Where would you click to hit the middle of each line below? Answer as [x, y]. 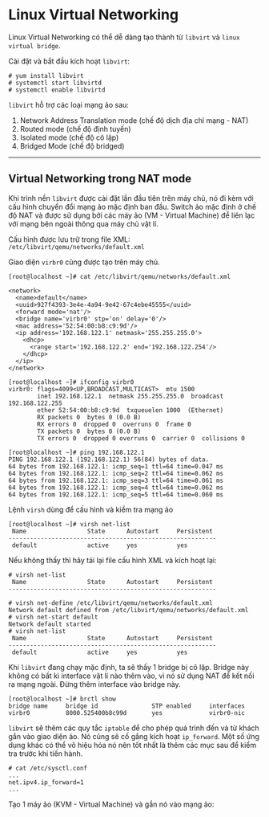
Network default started [50, 624]
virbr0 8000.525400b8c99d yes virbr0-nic [127, 713]
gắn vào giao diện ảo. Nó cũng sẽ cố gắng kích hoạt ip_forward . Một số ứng [134, 736]
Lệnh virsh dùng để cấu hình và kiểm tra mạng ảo [91, 509]
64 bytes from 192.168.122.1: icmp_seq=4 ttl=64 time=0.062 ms [116, 488]
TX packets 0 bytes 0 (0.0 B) [89, 431]
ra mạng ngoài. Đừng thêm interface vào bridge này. [95, 684]
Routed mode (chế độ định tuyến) [75, 129]
